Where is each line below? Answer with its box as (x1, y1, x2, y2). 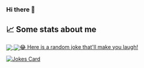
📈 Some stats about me (6, 24, 97, 35)
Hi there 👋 (6, 5, 36, 14)
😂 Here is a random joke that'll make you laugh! (19, 43, 139, 50)
